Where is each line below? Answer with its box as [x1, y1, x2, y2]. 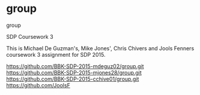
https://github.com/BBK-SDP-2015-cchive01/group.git [6, 75, 139, 82]
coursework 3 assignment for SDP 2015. [6, 51, 106, 58]
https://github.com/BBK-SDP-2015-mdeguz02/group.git [6, 62, 144, 70]
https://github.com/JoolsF [6, 81, 70, 88]
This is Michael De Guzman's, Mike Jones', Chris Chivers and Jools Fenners [6, 44, 195, 52]
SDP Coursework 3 [6, 33, 53, 40]
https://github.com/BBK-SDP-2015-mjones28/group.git [6, 69, 142, 76]
